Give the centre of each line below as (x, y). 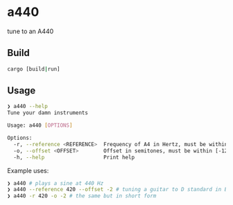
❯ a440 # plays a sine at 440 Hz (55, 183)
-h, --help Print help (74, 157)
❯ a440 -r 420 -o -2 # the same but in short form (82, 196)
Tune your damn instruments (48, 113)
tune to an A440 (31, 31)
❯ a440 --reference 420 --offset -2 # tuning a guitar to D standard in (114, 190)
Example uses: (28, 170)
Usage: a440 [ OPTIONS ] (40, 125)
